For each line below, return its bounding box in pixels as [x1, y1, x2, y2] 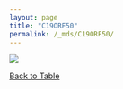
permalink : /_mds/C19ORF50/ [9, 29, 115, 38]
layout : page [9, 12, 58, 22]
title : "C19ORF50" [9, 21, 78, 30]
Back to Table [9, 70, 60, 81]
